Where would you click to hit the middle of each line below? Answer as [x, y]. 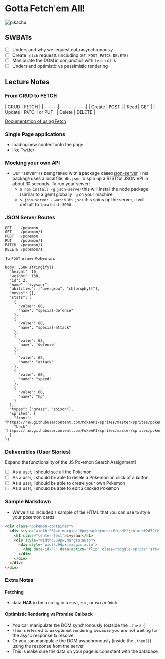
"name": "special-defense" [46, 310]
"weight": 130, [25, 276]
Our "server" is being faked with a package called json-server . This [80, 173]
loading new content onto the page [48, 144]
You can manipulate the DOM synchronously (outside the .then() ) [79, 625]
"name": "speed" [35, 379]
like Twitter [23, 150]
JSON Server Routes [30, 218]
